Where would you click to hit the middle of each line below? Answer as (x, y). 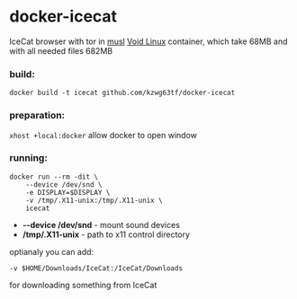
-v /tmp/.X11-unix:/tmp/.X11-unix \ (94, 200)
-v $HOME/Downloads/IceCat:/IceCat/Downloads (96, 268)
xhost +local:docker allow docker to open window (103, 135)
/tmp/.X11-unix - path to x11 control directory (106, 234)
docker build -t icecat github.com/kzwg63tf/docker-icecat (122, 93)
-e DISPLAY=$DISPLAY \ (68, 192)
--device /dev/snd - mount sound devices (101, 224)
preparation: (37, 116)
